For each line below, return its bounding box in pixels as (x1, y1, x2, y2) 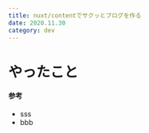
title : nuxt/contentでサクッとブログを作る (8, 11, 142, 20)
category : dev (8, 26, 56, 34)
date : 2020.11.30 (8, 19, 66, 27)
